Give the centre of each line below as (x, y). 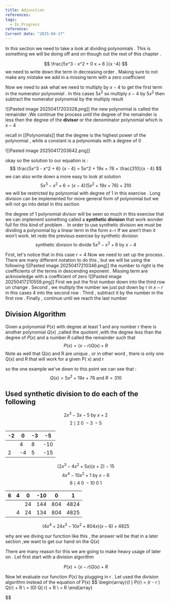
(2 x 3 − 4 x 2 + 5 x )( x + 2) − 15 (86, 466)
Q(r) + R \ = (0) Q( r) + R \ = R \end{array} (49, 588)
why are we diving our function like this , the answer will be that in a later (82, 536)
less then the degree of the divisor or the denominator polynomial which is (84, 120)
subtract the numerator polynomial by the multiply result (64, 99)
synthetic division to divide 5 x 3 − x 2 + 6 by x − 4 (86, 244)
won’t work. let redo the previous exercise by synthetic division (72, 236)
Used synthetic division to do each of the (72, 394)
